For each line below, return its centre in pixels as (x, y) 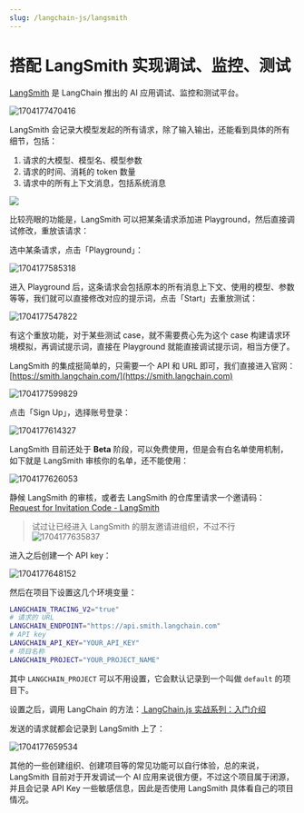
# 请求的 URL (32, 618)
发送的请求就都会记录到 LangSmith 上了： (88, 729)
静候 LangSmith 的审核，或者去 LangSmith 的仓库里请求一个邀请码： (137, 497)
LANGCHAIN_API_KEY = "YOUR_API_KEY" (75, 643)
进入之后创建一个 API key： (60, 555)
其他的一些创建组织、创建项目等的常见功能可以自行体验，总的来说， (137, 765)
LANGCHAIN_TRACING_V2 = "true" (64, 610)
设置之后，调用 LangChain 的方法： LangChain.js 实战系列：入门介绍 (137, 709)
